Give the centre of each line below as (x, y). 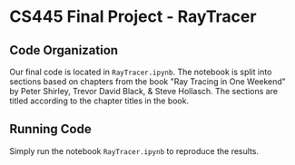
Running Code (51, 129)
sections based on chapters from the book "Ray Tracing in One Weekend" (147, 82)
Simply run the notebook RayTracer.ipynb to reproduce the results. (134, 150)
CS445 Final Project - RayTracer (133, 17)
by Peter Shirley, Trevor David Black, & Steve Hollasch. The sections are (144, 91)
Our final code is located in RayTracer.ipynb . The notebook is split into (141, 72)
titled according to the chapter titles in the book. (99, 101)
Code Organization (64, 50)
